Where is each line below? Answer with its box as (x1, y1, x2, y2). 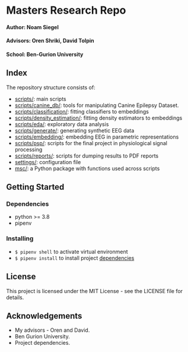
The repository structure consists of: (6, 84, 96, 91)
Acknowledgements (6, 310, 82, 321)
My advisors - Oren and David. (14, 326, 90, 334)
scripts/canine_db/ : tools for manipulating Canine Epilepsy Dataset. (14, 102, 179, 109)
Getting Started (6, 182, 65, 192)
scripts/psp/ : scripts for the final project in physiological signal (14, 139, 168, 146)
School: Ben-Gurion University (6, 51, 84, 58)
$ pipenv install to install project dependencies (14, 254, 135, 262)
